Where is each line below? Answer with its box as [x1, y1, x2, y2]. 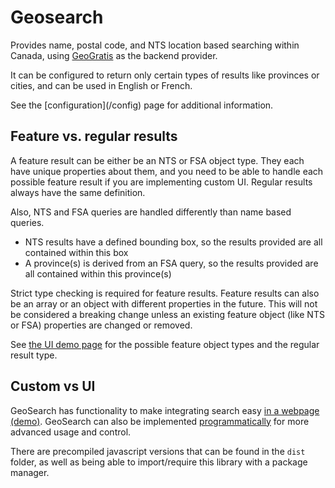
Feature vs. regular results [10, 128, 178, 145]
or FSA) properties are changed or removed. [10, 319, 193, 331]
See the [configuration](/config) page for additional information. [10, 99, 274, 111]
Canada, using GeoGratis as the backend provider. [10, 49, 218, 61]
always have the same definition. [10, 186, 146, 198]
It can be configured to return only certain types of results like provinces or [10, 69, 320, 81]
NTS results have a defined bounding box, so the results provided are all [24, 236, 323, 248]
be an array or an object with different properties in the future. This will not [10, 297, 318, 310]
